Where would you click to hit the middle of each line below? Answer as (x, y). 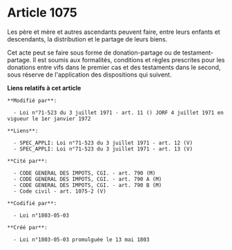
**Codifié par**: (32, 203)
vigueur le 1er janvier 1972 (49, 119)
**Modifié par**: (32, 100)
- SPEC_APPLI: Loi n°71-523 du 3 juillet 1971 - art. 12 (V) (103, 143)
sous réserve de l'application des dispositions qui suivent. (89, 75)
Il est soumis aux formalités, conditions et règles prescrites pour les (129, 59)
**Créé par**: (28, 227)
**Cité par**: (28, 161)
